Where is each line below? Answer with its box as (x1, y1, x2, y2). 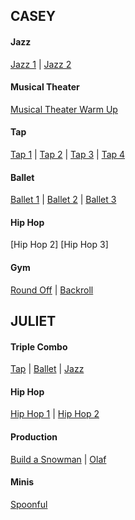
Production (10, 431, 58, 443)
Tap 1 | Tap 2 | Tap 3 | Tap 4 (10, 149, 126, 160)
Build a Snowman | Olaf (10, 453, 107, 465)
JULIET (10, 313, 57, 329)
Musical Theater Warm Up (10, 103, 118, 115)
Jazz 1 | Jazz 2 (10, 58, 72, 70)
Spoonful (10, 498, 48, 510)
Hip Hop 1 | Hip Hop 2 (10, 408, 100, 420)
